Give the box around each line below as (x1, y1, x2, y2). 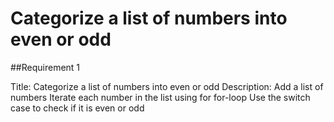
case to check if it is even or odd (10, 102, 145, 114)
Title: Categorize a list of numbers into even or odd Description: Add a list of (10, 80, 324, 92)
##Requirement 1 (10, 61, 81, 73)
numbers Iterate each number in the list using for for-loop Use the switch (10, 91, 311, 103)
